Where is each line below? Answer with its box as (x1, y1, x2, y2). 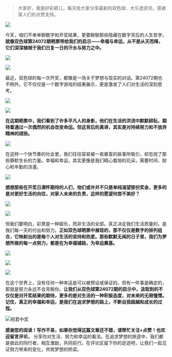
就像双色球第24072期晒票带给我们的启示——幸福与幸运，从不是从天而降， (5, 38, 163, 44)
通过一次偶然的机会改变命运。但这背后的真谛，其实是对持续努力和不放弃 (14, 124, 167, 130)
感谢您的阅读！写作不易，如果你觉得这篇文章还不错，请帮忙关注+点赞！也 (5, 327, 161, 333)
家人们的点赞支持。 (17, 11, 59, 17)
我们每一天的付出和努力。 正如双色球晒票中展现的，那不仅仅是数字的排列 (5, 227, 158, 233)
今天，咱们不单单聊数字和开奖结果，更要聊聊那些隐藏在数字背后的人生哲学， (5, 32, 167, 38)
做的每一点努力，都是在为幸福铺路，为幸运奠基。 (14, 240, 118, 246)
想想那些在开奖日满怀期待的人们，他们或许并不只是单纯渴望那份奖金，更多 (5, 184, 162, 190)
